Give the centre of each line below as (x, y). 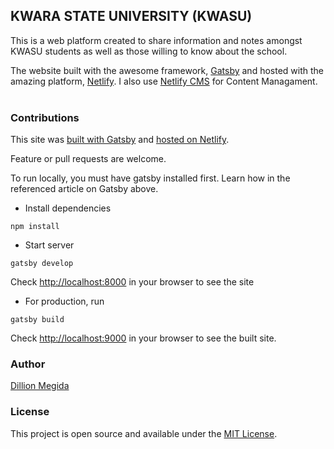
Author (28, 364)
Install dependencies (68, 208)
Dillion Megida (40, 386)
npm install (35, 227)
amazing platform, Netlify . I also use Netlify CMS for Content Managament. (164, 81)
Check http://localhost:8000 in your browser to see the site (132, 282)
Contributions (45, 117)
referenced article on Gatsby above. (84, 189)
